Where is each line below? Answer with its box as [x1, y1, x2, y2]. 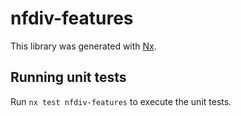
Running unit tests [10, 69, 127, 86]
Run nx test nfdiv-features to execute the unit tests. [10, 95, 232, 107]
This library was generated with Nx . [10, 40, 157, 52]
